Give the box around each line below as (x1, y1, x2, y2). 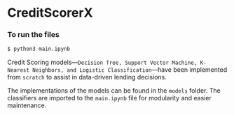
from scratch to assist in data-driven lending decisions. (7, 73, 167, 82)
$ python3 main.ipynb (7, 45, 71, 53)
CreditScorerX (7, 5, 93, 21)
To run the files (7, 30, 60, 40)
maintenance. (7, 101, 47, 109)
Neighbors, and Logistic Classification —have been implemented (32, 66, 228, 74)
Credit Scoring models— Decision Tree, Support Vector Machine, (7, 58, 198, 67)
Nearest (7, 67, 30, 74)
